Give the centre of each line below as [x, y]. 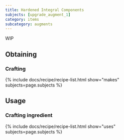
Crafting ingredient [29, 115]
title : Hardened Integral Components [45, 10]
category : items [22, 19]
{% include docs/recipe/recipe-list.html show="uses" [60, 126]
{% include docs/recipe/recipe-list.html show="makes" [62, 79]
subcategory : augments [29, 24]
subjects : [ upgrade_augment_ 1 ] [38, 15]
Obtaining [21, 54]
